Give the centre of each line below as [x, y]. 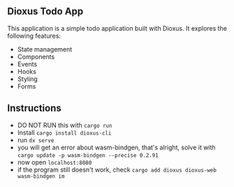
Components [36, 57]
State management [45, 49]
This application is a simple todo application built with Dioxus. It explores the [117, 28]
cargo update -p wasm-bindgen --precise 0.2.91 [88, 155]
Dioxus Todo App [45, 12]
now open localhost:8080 [54, 162]
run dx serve [36, 140]
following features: [34, 36]
